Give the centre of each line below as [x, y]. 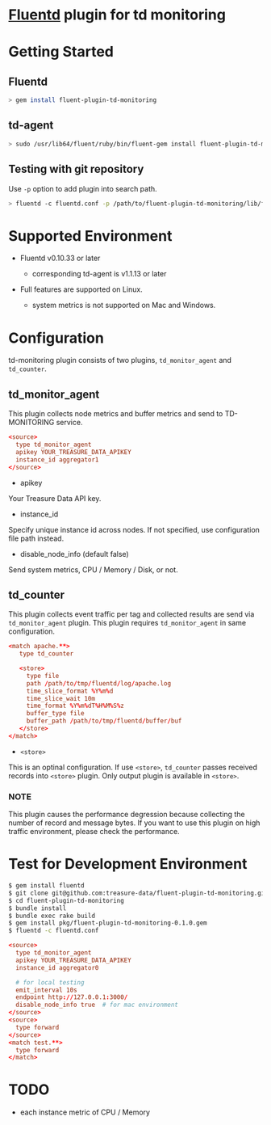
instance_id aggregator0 [57, 967]
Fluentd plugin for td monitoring [117, 15]
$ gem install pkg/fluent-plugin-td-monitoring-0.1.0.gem [108, 923]
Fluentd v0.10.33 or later [60, 258]
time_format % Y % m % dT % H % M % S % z [75, 706]
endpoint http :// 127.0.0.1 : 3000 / [72, 997]
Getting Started [61, 52]
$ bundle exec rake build [52, 916]
